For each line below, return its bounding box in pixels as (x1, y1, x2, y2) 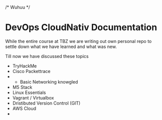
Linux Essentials (12, 89, 46, 95)
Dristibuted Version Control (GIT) (12, 100, 81, 106)
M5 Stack (12, 84, 33, 90)
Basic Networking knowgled (20, 78, 78, 84)
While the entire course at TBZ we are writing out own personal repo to (5, 38, 152, 44)
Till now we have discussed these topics (5, 53, 89, 59)
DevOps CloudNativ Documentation (5, 22, 157, 33)
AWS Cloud (12, 105, 37, 111)
